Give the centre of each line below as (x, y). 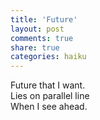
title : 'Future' (44, 19)
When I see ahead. (49, 107)
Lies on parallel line (50, 96)
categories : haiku (48, 57)
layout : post (37, 29)
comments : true (42, 38)
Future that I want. (48, 85)
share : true (35, 47)
